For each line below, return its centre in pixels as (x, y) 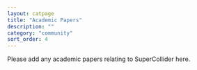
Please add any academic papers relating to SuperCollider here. (99, 59)
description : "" (31, 26)
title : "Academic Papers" (45, 20)
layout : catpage (31, 14)
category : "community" (40, 33)
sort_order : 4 (28, 40)
